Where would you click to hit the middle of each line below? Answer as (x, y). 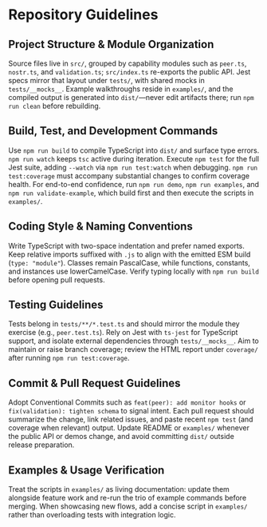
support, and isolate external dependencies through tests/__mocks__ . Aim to (133, 341)
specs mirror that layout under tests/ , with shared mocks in (106, 80)
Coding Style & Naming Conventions (100, 227)
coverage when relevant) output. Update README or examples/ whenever (129, 428)
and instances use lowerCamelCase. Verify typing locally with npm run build (133, 271)
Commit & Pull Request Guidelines (94, 383)
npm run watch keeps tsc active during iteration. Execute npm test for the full (134, 158)
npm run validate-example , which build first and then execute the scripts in (131, 193)
